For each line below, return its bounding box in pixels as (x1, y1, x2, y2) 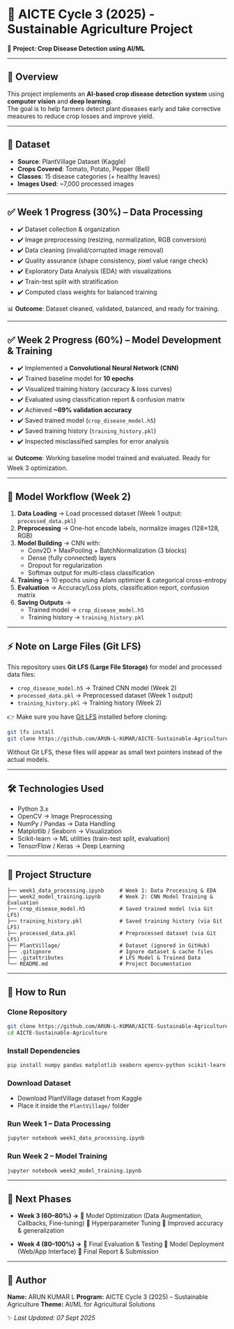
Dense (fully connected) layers (27, 554, 116, 561)
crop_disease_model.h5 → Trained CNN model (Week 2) (17, 684, 177, 692)
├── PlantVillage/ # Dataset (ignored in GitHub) (7, 942, 210, 949)
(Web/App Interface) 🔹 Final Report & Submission (17, 1247, 159, 1256)
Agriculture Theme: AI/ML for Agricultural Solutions (7, 1300, 155, 1309)
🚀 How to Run (7, 986, 67, 998)
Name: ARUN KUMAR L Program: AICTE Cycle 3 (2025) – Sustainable (7, 1293, 208, 1301)
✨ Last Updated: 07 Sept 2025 (7, 1314, 95, 1322)
